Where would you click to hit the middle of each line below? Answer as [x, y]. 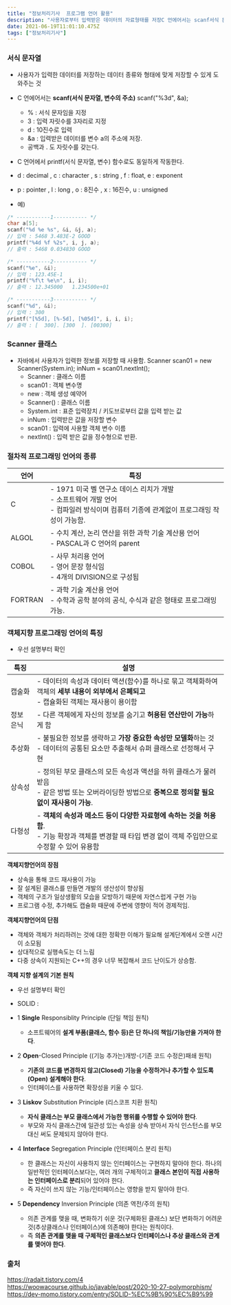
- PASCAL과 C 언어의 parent [95, 544]
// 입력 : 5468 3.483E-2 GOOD [49, 236]
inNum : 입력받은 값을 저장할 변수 [72, 419]
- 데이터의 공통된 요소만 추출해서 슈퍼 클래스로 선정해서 [121, 748]
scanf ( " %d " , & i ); [32, 306]
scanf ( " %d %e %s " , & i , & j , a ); [52, 230]
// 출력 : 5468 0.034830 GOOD [49, 249]
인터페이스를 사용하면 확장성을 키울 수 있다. [85, 1088]
